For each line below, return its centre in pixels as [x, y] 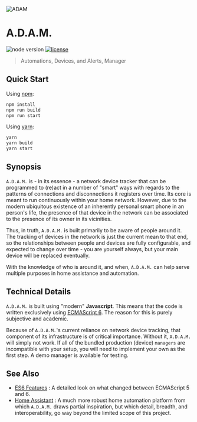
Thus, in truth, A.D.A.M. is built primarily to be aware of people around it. [94, 230]
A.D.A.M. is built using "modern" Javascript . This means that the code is [94, 306]
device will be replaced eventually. [48, 255]
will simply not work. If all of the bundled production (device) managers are [96, 342]
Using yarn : [20, 126]
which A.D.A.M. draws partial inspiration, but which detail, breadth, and [101, 407]
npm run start [24, 115]
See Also [23, 374]
